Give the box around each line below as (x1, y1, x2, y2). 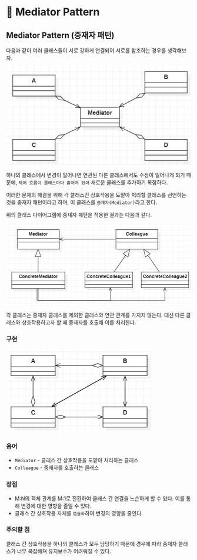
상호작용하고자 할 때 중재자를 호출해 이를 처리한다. (21, 318, 136, 326)
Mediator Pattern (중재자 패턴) (6, 30, 115, 40)
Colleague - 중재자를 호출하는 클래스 (14, 464, 99, 471)
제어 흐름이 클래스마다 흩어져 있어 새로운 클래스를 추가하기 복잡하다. (18, 179, 168, 186)
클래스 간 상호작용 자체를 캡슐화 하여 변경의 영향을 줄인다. (14, 509, 143, 516)
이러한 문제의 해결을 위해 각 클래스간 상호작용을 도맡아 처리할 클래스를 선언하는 (6, 192, 187, 199)
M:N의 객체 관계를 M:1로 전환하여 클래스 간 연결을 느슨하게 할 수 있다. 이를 (14, 495, 185, 502)
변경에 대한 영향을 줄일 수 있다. (21, 502, 92, 509)
